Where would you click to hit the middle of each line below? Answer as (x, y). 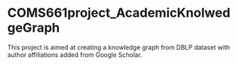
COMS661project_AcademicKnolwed (119, 13)
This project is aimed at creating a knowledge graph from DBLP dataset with (119, 47)
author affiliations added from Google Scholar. (75, 55)
